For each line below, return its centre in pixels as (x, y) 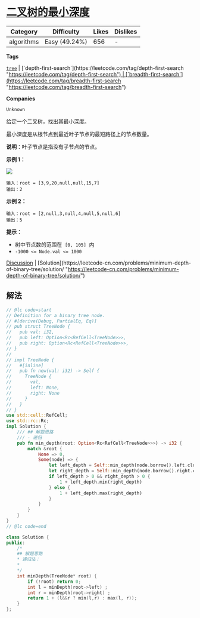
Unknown (16, 109)
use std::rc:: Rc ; (28, 421)
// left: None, (33, 388)
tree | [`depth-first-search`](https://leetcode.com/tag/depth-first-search (95, 68)
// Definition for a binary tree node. (56, 315)
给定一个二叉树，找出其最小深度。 (48, 121)
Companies (21, 99)
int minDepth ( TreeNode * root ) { (57, 576)
